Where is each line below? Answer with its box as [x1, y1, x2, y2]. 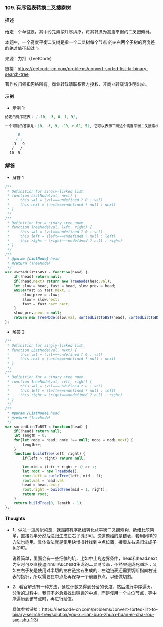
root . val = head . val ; [22, 478, 66, 483]
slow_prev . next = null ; [14, 310, 62, 316]
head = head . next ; [22, 482, 60, 487]
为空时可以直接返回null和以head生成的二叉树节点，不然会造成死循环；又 [12, 562, 157, 567]
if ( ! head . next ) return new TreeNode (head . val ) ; [14, 279, 112, 284]
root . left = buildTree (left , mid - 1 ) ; [22, 474, 103, 479]
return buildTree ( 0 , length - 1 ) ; [14, 500, 83, 505]
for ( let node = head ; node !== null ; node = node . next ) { [14, 438, 133, 443]
